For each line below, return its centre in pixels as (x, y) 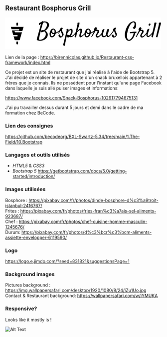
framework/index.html (28, 62)
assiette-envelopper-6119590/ (36, 237)
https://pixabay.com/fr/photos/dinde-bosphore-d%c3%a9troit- (93, 200)
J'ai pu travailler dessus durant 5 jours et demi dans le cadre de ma (74, 107)
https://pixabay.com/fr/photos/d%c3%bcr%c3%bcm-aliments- (87, 232)
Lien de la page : (22, 57)
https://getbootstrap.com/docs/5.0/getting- (82, 171)
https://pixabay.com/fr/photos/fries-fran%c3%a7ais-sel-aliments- (88, 211)
